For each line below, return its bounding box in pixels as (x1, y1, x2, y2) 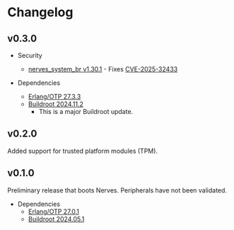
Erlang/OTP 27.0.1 (28, 207, 80, 216)
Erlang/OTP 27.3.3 (28, 93, 81, 100)
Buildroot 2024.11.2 (28, 100, 83, 108)
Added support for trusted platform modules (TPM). (7, 146, 158, 155)
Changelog (7, 4, 74, 21)
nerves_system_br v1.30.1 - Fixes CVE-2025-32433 (28, 65, 178, 73)
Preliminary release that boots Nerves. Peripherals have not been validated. (7, 185, 228, 195)
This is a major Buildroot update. (38, 108, 134, 115)
